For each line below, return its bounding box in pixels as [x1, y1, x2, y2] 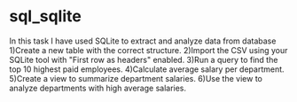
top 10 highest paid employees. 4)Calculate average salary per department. [9, 64, 285, 75]
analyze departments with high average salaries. [9, 82, 187, 93]
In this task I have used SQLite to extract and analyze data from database [9, 35, 277, 46]
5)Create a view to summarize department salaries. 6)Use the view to [9, 73, 263, 83]
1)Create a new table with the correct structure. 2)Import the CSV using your [9, 44, 288, 55]
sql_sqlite [9, 6, 82, 27]
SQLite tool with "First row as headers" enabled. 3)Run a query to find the [9, 54, 278, 65]
